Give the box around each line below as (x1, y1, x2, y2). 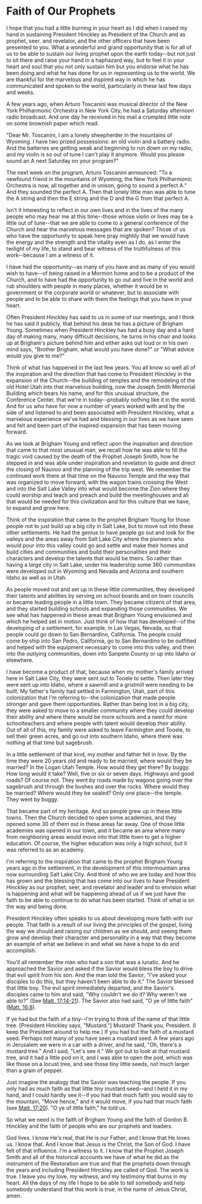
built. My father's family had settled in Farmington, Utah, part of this (6, 687, 175, 695)
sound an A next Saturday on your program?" (6, 157, 119, 164)
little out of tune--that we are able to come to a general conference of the (6, 219, 189, 227)
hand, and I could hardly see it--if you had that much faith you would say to (6, 1091, 194, 1099)
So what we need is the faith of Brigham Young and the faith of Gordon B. (6, 1116, 189, 1123)
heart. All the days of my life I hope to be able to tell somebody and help (6, 1179, 185, 1186)
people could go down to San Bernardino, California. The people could (6, 630, 181, 638)
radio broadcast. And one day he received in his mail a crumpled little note (6, 113, 191, 121)
